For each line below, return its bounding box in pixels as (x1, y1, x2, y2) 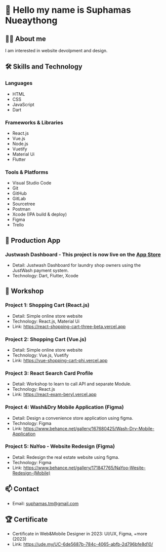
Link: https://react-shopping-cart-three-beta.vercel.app (12, 323, 126, 330)
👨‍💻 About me (5, 35, 46, 43)
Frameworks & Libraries (5, 119, 63, 126)
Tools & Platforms (5, 169, 48, 176)
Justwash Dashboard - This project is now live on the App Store (5, 251, 161, 258)
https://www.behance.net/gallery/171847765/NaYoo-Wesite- (23, 465, 146, 471)
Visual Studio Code (12, 180, 52, 186)
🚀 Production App (5, 236, 61, 245)
